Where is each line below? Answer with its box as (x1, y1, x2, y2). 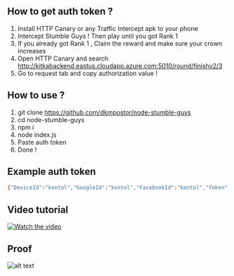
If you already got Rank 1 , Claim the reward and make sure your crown (17, 39, 223, 48)
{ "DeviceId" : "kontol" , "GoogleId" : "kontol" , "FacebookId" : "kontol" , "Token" (7, 184, 228, 192)
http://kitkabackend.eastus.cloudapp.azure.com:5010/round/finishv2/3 (17, 61, 223, 70)
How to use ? (7, 89, 65, 101)
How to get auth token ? (7, 6, 114, 18)
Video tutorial (7, 204, 69, 216)
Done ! (17, 145, 37, 154)
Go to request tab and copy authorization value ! (17, 69, 158, 77)
